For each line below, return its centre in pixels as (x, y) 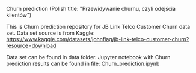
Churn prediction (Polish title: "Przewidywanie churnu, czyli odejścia (91, 9)
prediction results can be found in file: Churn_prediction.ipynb (83, 63)
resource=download (31, 45)
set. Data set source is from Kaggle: (51, 33)
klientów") (19, 15)
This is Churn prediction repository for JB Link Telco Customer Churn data (98, 27)
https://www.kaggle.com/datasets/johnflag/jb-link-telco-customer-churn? (98, 39)
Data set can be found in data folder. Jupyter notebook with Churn (88, 57)
